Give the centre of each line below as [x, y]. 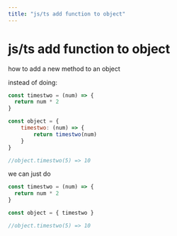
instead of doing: [33, 82]
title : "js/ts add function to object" [67, 14]
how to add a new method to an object [64, 69]
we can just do [30, 174]
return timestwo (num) [65, 134]
